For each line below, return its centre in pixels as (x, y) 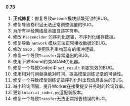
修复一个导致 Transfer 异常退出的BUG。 (52, 55)
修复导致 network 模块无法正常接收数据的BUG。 (61, 43)
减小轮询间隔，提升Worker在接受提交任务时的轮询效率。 (70, 86)
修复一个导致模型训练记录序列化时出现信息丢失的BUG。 (69, 80)
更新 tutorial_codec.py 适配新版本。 (49, 92)
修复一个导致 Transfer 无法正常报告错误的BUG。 (61, 99)
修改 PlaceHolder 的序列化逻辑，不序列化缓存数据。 (65, 37)
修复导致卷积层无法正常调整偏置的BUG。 (54, 25)
